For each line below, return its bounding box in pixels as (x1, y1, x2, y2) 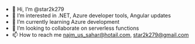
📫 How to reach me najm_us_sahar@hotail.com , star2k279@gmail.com (11, 32, 189, 38)
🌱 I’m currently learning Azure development (11, 18, 120, 25)
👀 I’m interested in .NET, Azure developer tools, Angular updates (11, 12, 171, 19)
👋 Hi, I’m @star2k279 (11, 6, 64, 12)
